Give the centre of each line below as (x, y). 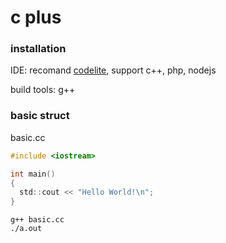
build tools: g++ (43, 90)
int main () (33, 174)
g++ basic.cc (37, 220)
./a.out (26, 229)
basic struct (40, 116)
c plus (36, 17)
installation (38, 49)
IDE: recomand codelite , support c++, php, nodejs (113, 70)
